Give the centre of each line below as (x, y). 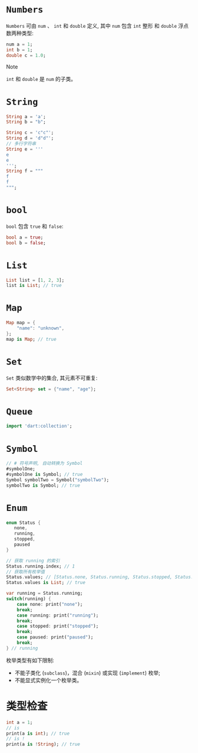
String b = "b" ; (26, 122)
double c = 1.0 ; (26, 55)
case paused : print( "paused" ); (55, 637)
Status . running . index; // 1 (41, 566)
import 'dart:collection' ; (39, 426)
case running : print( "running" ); (58, 615)
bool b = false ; (26, 243)
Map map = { (21, 323)
